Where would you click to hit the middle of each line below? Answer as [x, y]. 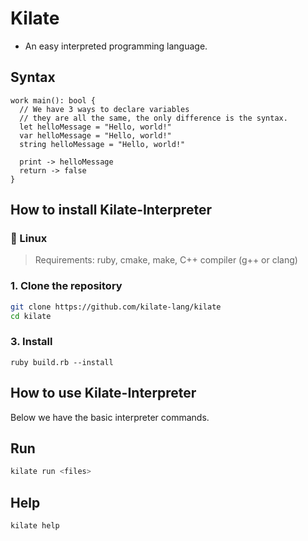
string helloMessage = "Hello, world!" [102, 144]
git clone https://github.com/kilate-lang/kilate [116, 307]
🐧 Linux [29, 239]
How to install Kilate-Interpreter [111, 210]
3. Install [31, 342]
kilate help [35, 526]
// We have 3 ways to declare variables [104, 109]
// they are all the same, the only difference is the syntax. [153, 118]
